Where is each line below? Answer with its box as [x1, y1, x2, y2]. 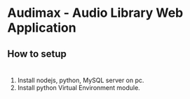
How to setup [7, 48, 67, 60]
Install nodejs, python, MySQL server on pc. [17, 76, 144, 84]
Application [7, 20, 76, 36]
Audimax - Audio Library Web [7, 5, 184, 21]
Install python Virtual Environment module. [17, 83, 140, 92]
